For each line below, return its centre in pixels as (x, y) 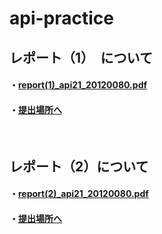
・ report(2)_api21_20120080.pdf (79, 194)
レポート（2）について (79, 166)
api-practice (61, 18)
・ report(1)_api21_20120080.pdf (78, 85)
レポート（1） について (81, 57)
